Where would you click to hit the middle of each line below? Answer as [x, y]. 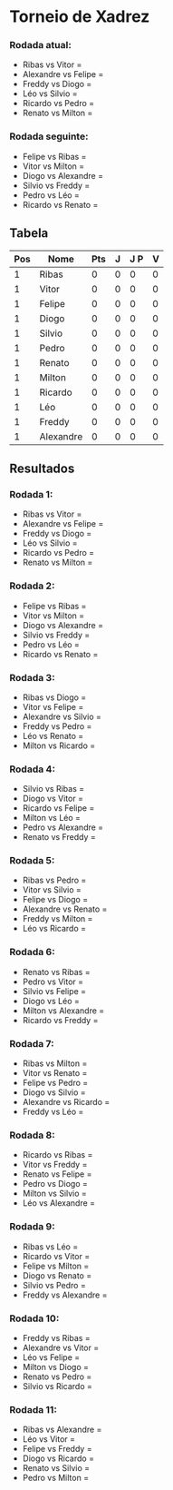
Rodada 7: [32, 1043]
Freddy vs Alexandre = [65, 1295]
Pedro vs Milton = [55, 1478]
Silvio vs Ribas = [53, 789]
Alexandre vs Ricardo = [66, 1102]
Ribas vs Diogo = [54, 697]
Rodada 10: [34, 1318]
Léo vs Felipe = [51, 1357]
